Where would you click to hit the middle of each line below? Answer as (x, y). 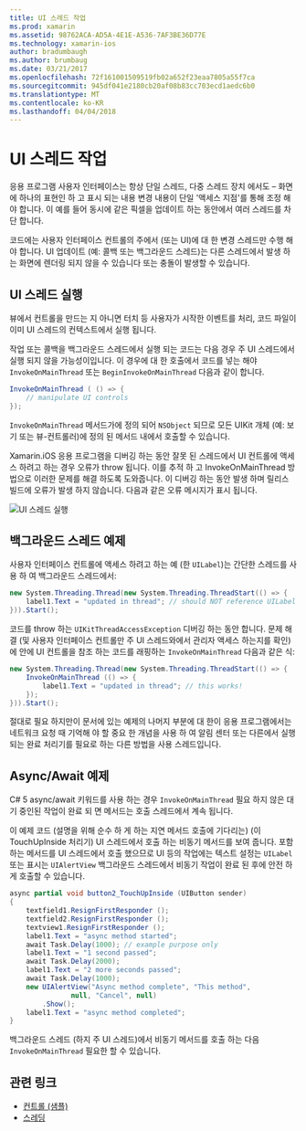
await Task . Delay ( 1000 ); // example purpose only (122, 945)
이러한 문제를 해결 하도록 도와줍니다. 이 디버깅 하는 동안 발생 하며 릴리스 (161, 478)
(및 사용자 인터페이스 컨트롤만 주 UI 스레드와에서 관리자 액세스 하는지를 (145, 640)
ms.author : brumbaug (49, 60)
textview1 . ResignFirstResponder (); (96, 927)
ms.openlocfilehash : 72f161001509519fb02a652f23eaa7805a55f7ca (132, 78)
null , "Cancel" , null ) (114, 995)
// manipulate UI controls (77, 397)
